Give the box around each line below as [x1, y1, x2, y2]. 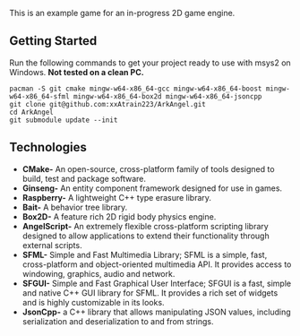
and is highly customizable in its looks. [21, 297, 165, 307]
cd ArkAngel [9, 108, 54, 116]
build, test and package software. [21, 173, 146, 184]
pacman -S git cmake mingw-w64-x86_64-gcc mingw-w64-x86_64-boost [9, 84, 262, 93]
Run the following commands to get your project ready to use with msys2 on [9, 57, 291, 68]
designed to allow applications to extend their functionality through [21, 230, 270, 241]
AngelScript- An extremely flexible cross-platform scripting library [21, 220, 269, 231]
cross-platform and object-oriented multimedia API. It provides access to [21, 259, 292, 270]
